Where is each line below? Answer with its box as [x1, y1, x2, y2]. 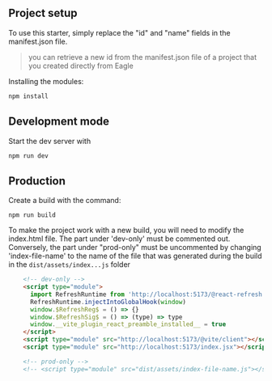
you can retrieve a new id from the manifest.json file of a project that [28, 52, 257, 61]
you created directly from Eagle [28, 61, 134, 70]
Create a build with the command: [8, 196, 121, 205]
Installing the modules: [8, 76, 84, 86]
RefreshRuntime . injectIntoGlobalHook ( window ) [29, 298, 186, 306]
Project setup [8, 6, 79, 20]
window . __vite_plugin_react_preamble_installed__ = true [29, 320, 227, 328]
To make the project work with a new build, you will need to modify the [8, 226, 244, 235]
